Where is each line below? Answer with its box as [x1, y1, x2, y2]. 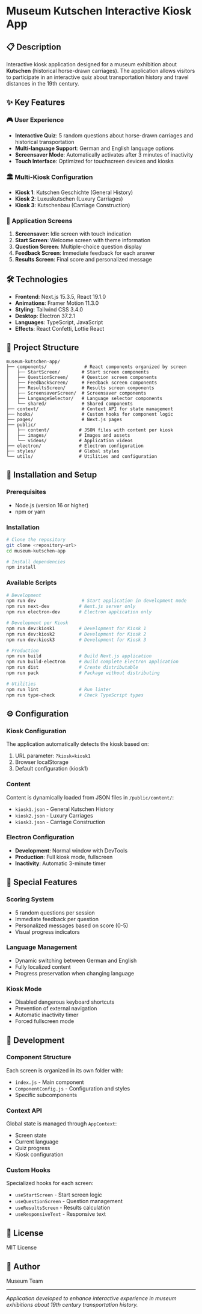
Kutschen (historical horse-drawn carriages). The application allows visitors [6, 67, 195, 74]
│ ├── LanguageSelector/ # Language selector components [6, 395, 163, 401]
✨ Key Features [6, 98, 65, 108]
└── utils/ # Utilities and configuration [6, 453, 158, 459]
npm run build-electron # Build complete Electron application [6, 659, 179, 665]
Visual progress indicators [14, 928, 80, 935]
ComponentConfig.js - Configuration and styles [14, 1084, 130, 1092]
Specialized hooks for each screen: [6, 1180, 94, 1187]
